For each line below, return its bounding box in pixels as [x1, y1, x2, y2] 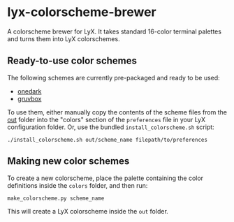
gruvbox [17, 94, 42, 103]
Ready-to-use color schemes [7, 55, 138, 67]
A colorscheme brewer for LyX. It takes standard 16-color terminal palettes [7, 27, 222, 36]
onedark [17, 87, 42, 95]
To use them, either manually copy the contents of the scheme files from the [7, 108, 227, 116]
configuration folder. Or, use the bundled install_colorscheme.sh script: [7, 123, 214, 131]
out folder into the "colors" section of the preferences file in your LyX [7, 115, 206, 124]
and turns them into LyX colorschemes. [7, 34, 120, 43]
